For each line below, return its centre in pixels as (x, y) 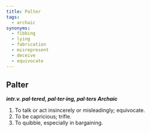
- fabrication (29, 45)
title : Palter (24, 11)
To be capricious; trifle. (43, 117)
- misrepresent (30, 50)
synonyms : (18, 28)
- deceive (23, 55)
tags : (13, 17)
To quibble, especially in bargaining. (59, 123)
